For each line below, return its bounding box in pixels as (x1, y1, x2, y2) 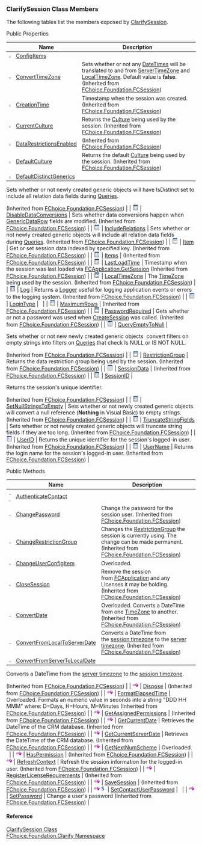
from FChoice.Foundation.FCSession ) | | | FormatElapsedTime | (6, 690, 171, 697)
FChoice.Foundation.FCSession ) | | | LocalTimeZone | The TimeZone (6, 272, 185, 280)
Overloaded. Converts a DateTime (101, 602, 185, 609)
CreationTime (16, 101, 49, 108)
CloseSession (16, 580, 50, 588)
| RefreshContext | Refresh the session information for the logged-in (13, 758, 183, 766)
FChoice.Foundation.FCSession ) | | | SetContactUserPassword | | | (6, 786, 188, 793)
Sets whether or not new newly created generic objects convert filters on (6, 333, 189, 340)
